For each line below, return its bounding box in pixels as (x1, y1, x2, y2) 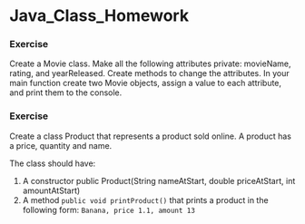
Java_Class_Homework (9, 5, 189, 26)
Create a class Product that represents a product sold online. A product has (9, 131, 292, 141)
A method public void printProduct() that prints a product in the (22, 194, 270, 205)
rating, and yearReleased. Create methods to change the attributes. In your (9, 68, 290, 79)
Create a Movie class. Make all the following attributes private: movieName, (9, 58, 292, 69)
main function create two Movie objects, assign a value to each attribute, (9, 78, 282, 89)
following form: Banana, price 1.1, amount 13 (22, 204, 195, 215)
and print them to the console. (9, 87, 123, 98)
